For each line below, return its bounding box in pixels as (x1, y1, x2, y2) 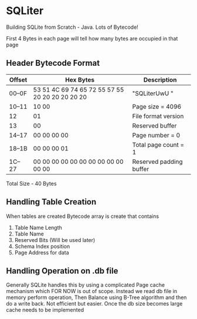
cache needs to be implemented (6, 307, 84, 314)
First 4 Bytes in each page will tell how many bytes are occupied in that (6, 35, 178, 42)
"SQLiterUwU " (132, 89, 174, 98)
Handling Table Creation (6, 197, 97, 207)
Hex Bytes (65, 75, 95, 83)
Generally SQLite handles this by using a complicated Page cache (6, 281, 165, 288)
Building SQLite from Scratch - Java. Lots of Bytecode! (6, 23, 139, 31)
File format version (132, 112, 184, 120)
